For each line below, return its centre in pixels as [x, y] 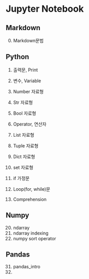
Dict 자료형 [24, 157]
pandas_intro [27, 267]
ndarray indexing [31, 233]
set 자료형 [23, 167]
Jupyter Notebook [45, 9]
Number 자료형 [28, 91]
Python [17, 57]
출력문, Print [25, 70]
